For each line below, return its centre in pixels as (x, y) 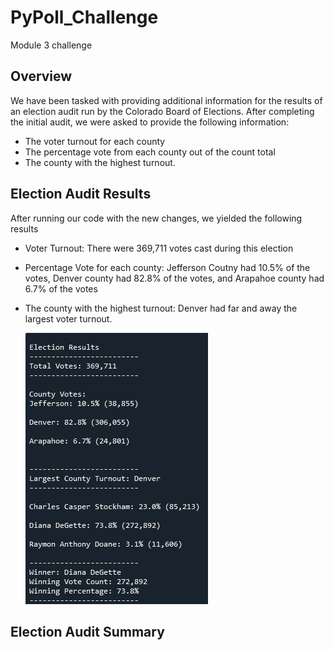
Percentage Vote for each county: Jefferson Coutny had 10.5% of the (167, 267)
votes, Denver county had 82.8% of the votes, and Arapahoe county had (174, 278)
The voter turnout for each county (95, 141)
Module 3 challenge (51, 45)
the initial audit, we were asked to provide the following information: (150, 122)
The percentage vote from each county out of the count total (150, 152)
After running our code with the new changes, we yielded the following (156, 218)
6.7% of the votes (61, 288)
